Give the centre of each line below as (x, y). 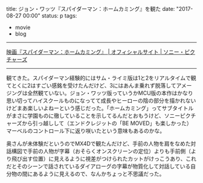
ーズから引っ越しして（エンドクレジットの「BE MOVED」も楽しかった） (101, 123)
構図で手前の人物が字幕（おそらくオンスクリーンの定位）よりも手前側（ (101, 151)
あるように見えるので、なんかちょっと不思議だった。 (98, 174)
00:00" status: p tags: (50, 16)
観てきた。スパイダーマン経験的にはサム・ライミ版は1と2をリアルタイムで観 (101, 78)
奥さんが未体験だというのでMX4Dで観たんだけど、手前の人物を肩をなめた (99, 143)
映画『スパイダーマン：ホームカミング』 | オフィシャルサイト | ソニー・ (95, 52)
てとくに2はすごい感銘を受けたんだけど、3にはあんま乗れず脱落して (91, 85)
